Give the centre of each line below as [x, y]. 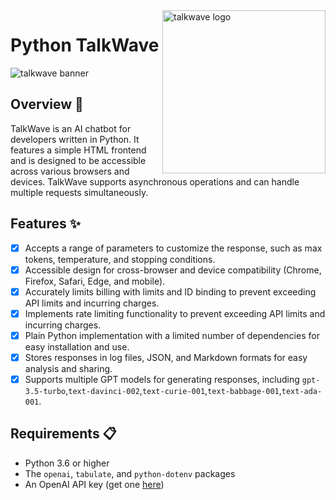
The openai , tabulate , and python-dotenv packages [130, 473]
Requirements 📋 [63, 434]
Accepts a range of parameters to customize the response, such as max [173, 248]
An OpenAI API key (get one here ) [94, 484]
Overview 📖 [47, 104]
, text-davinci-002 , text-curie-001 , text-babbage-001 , [173, 390]
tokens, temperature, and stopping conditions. [120, 259]
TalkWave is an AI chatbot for [71, 128]
